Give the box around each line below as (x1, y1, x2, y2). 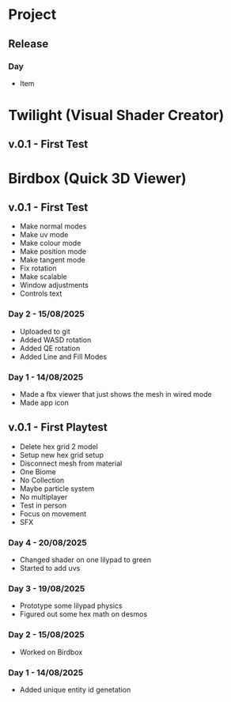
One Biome (19, 466, 57, 476)
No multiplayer (19, 492, 68, 501)
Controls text (19, 289, 62, 298)
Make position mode (19, 247, 87, 256)
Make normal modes (19, 221, 87, 231)
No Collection (19, 475, 65, 485)
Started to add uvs (19, 564, 81, 573)
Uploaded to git (19, 326, 71, 336)
